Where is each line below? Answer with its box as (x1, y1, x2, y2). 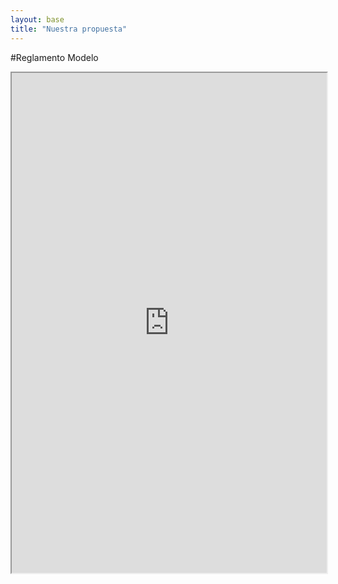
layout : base (10, 14, 65, 25)
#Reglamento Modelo (10, 51, 99, 63)
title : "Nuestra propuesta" (10, 24, 128, 34)
